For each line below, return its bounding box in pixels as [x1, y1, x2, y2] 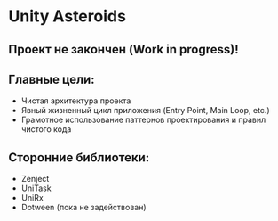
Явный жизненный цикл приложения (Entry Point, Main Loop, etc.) [20, 105, 270, 116]
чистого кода [20, 124, 72, 135]
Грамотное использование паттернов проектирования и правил [20, 114, 266, 126]
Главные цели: [8, 71, 95, 86]
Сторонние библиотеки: [8, 150, 150, 165]
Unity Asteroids [8, 6, 126, 27]
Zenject [20, 174, 50, 184]
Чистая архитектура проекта [20, 95, 131, 106]
